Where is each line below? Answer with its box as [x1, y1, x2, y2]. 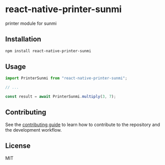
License [5, 142, 31, 150]
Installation [5, 35, 41, 44]
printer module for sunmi [5, 20, 57, 26]
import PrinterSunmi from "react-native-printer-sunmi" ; [5, 76, 128, 81]
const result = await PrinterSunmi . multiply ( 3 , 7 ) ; [5, 94, 116, 99]
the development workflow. [5, 127, 62, 133]
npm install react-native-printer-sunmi [5, 48, 92, 54]
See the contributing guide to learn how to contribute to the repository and [5, 121, 160, 128]
